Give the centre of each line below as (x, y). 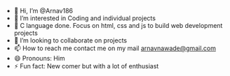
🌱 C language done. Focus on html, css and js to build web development (118, 25)
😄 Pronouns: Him (39, 58)
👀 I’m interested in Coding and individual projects (85, 18)
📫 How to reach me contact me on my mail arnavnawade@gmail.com (115, 48)
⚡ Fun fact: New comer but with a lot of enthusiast (86, 66)
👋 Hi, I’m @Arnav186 (43, 11)
